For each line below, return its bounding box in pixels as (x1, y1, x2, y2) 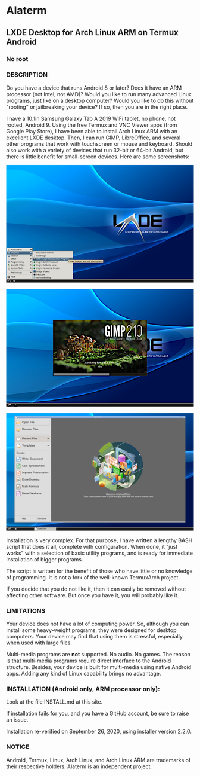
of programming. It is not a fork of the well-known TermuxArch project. (6, 573, 180, 581)
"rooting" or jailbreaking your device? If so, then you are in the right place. (6, 103, 188, 111)
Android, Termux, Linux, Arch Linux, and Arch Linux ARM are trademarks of (6, 756, 191, 763)
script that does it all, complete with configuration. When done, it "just (6, 543, 178, 550)
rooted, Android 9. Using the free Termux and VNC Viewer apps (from (6, 121, 177, 129)
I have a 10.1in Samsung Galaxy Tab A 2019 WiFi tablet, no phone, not (6, 115, 176, 122)
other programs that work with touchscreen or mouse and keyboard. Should (6, 140, 193, 147)
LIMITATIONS (6, 606, 46, 615)
